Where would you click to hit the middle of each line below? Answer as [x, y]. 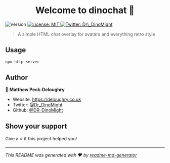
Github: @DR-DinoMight [38, 110]
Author [16, 78]
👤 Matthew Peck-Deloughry [35, 90]
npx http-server [22, 62]
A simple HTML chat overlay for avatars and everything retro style [86, 34]
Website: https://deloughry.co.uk [47, 99]
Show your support [36, 126]
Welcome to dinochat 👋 [85, 10]
